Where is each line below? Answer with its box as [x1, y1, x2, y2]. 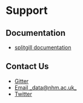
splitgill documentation [14, 44, 71, 51]
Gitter [14, 77, 29, 85]
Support [5, 4, 48, 18]
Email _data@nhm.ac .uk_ [14, 84, 77, 91]
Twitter [14, 90, 33, 98]
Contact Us [5, 61, 49, 71]
